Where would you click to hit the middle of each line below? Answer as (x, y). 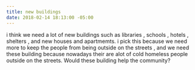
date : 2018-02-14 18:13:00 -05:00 (50, 17)
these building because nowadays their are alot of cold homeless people (97, 54)
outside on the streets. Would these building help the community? (88, 60)
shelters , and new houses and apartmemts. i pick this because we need (97, 41)
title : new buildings (34, 12)
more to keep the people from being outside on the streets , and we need (98, 47)
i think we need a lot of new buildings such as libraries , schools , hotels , (97, 34)
